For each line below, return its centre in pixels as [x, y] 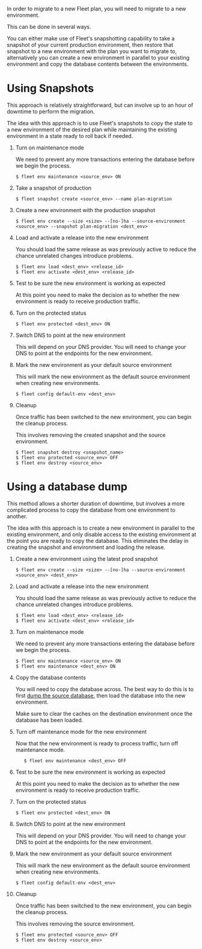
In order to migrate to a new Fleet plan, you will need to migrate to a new [96, 9]
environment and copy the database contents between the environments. [98, 64]
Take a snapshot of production [54, 188]
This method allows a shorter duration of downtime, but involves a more [96, 503]
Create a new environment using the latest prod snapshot [87, 559]
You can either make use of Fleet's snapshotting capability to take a [91, 38]
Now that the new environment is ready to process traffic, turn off [97, 743]
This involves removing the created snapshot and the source [90, 435]
